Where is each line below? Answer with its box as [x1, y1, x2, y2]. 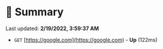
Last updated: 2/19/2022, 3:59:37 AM [5, 25, 99, 32]
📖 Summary [5, 5, 64, 19]
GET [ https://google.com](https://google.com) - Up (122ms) [14, 36, 158, 43]
